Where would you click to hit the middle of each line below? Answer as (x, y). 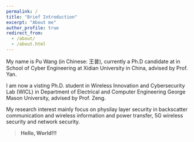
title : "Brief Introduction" (42, 17)
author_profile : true (33, 28)
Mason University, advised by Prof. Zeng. (56, 98)
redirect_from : (25, 33)
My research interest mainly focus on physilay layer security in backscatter (97, 109)
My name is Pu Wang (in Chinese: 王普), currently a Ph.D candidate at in (93, 61)
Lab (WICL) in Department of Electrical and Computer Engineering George (96, 92)
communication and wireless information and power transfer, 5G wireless (95, 115)
